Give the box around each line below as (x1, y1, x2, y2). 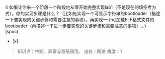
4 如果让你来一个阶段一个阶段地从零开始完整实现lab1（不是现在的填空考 (5, 4, 153, 10)
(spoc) (5, 29, 19, 34)
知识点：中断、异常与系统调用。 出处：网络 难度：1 (17, 49, 122, 54)
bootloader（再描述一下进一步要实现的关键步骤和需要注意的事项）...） (5, 23, 149, 29)
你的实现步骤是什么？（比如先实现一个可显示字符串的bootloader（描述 (15, 10, 161, 16)
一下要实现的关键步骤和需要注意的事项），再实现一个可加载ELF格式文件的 (5, 17, 155, 22)
